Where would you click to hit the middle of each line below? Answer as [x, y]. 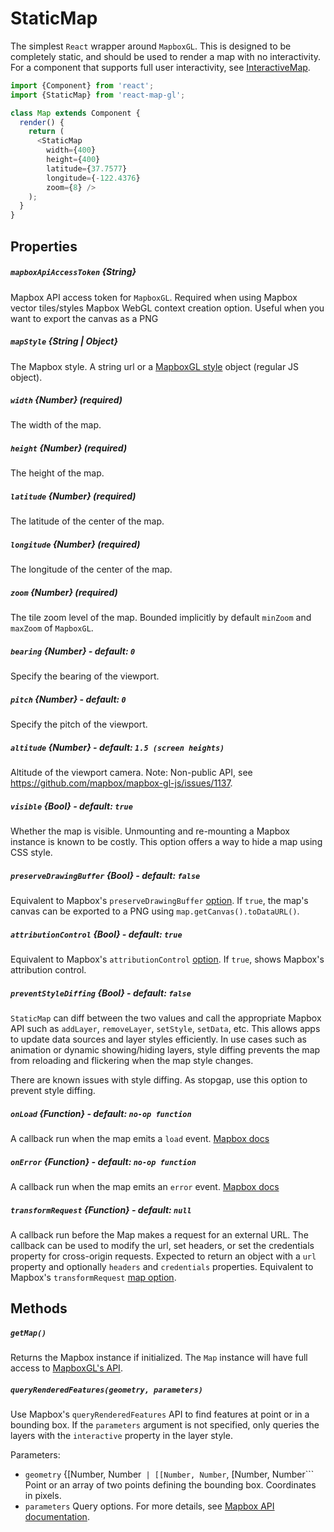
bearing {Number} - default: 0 [73, 651]
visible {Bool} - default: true [71, 806]
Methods [39, 1308]
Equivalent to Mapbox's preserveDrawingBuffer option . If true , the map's [159, 901]
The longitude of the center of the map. [91, 569]
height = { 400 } [73, 160]
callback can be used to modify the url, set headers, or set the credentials [162, 1246]
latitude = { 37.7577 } [87, 168]
